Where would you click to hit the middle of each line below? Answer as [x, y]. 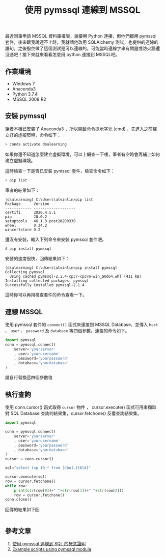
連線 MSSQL [24, 312]
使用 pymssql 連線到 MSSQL [82, 10]
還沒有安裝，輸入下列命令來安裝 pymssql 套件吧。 [56, 239]
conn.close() [18, 499]
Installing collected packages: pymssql [47, 281]
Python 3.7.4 [25, 94]
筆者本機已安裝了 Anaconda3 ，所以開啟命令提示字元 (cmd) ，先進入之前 [79, 129]
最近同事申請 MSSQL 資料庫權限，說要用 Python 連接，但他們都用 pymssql [81, 36]
